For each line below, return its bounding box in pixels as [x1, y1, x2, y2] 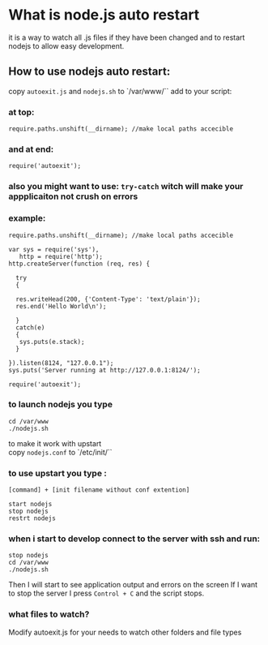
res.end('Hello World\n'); [15, 302, 107, 310]
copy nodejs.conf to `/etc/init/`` [8, 447, 113, 457]
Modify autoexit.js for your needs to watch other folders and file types [8, 627, 242, 637]
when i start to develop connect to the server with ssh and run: [8, 533, 261, 544]
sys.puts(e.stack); [19, 338, 85, 346]
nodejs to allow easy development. [8, 41, 125, 50]
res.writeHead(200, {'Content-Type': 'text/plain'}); [15, 295, 201, 303]
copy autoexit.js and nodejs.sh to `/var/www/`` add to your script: [8, 86, 232, 96]
